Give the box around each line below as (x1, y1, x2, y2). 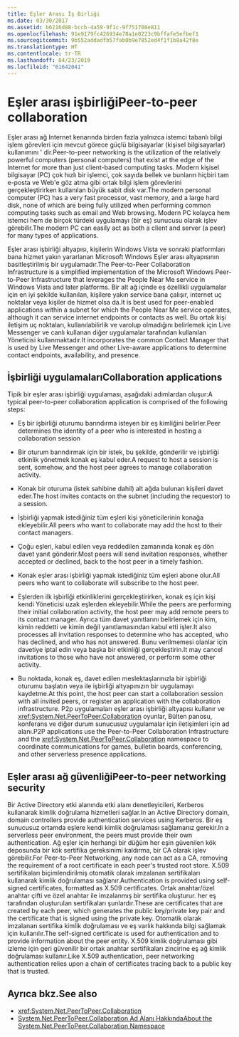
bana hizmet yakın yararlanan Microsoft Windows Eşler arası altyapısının (7, 252, 220, 260)
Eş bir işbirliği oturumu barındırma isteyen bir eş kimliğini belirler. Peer (17, 419, 221, 428)
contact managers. (17, 528, 73, 537)
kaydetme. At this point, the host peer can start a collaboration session (17, 690, 223, 698)
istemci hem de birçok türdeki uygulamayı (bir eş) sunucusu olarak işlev (7, 216, 218, 224)
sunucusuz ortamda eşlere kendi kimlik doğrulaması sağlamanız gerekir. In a (7, 823, 229, 832)
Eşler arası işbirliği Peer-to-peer (7, 94, 198, 110)
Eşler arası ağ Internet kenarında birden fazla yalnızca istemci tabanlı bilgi (7, 132, 223, 141)
